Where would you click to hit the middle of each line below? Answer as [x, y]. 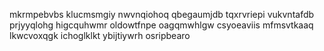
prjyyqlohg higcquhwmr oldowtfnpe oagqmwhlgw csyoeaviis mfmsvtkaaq [161, 25]
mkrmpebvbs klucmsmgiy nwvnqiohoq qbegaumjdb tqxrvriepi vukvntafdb [162, 14]
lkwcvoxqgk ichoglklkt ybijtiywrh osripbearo [100, 35]
